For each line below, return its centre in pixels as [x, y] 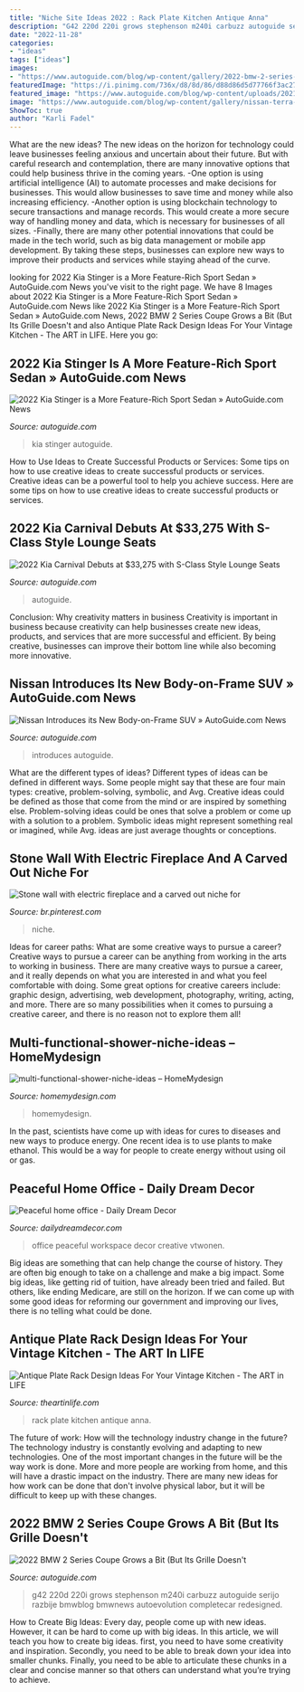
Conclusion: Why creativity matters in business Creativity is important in [144, 617]
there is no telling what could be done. [81, 1311]
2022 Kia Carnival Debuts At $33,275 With [132, 529]
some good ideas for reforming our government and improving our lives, [144, 1301]
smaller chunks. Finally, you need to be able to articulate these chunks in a [148, 1660]
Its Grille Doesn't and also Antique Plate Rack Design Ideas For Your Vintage [151, 326]
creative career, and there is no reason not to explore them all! [125, 1014]
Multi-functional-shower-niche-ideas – [122, 1043]
